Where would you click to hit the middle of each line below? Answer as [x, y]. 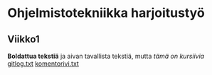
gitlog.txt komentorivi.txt [43, 64]
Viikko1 [24, 39]
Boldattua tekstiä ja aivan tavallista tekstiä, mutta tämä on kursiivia [106, 56]
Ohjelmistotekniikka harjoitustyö [106, 13]
